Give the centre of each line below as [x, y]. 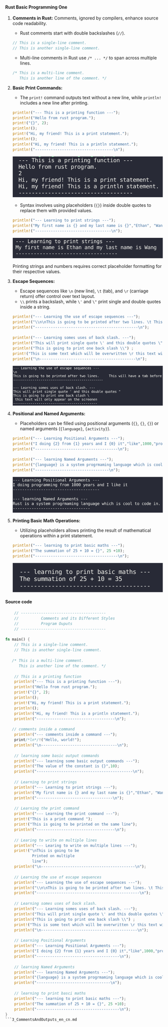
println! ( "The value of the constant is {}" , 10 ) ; [67, 766]
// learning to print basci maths [50, 993]
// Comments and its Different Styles [64, 618]
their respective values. [36, 271]
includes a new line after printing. [54, 103]
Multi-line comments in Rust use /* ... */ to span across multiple [88, 58]
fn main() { [17, 639]
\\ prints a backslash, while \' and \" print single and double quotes [90, 301]
